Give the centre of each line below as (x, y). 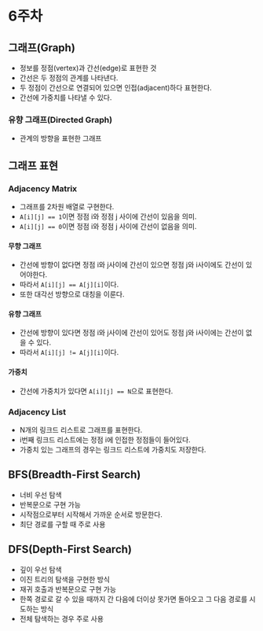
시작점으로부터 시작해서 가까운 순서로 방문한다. (91, 514)
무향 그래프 (25, 245)
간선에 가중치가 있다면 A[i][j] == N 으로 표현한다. (96, 391)
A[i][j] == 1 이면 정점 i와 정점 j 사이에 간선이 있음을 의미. (108, 216)
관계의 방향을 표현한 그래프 (60, 138)
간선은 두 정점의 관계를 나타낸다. (69, 78)
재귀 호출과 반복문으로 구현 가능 (68, 589)
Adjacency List (37, 411)
